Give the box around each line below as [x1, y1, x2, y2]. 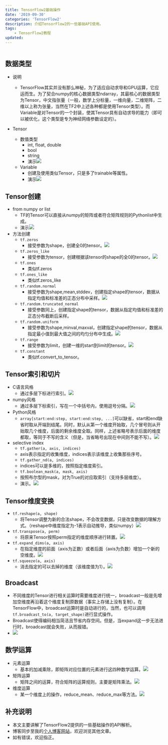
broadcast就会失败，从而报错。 [26, 624, 91, 630]
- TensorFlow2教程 [14, 31, 51, 36]
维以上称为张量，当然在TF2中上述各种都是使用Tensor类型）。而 [20, 103, 150, 109]
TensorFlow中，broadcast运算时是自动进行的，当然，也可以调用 [12, 605, 146, 611]
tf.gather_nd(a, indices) [20, 458, 74, 463]
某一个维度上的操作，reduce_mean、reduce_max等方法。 [20, 691, 140, 697]
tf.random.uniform [20, 319, 59, 324]
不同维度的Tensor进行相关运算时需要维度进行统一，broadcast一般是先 [12, 592, 158, 598]
